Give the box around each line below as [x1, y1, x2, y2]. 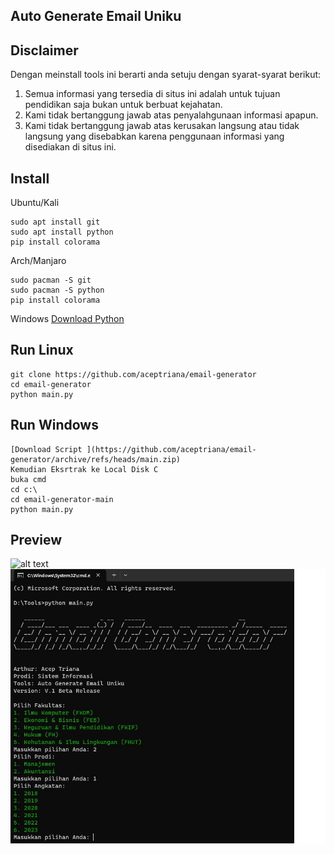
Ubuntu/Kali [10, 197, 60, 209]
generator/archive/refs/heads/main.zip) [10, 454, 182, 464]
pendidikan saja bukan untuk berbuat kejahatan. [24, 99, 223, 111]
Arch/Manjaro [10, 255, 67, 267]
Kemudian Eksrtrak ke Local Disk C [10, 464, 159, 474]
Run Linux [10, 342, 74, 359]
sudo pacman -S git [10, 275, 92, 286]
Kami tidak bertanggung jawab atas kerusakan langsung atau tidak [24, 120, 300, 132]
